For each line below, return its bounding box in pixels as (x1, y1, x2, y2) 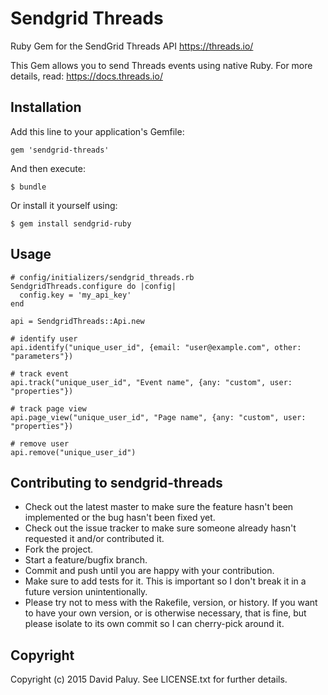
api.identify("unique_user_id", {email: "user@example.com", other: (10, 342, 302, 352)
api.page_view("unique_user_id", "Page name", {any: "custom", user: (10, 412, 307, 422)
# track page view (10, 403, 87, 414)
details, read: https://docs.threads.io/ (10, 70, 163, 82)
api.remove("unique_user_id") (10, 447, 137, 457)
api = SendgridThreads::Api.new (10, 316, 145, 326)
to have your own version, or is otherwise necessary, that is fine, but (24, 607, 307, 619)
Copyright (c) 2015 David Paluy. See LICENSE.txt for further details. (10, 673, 288, 686)
